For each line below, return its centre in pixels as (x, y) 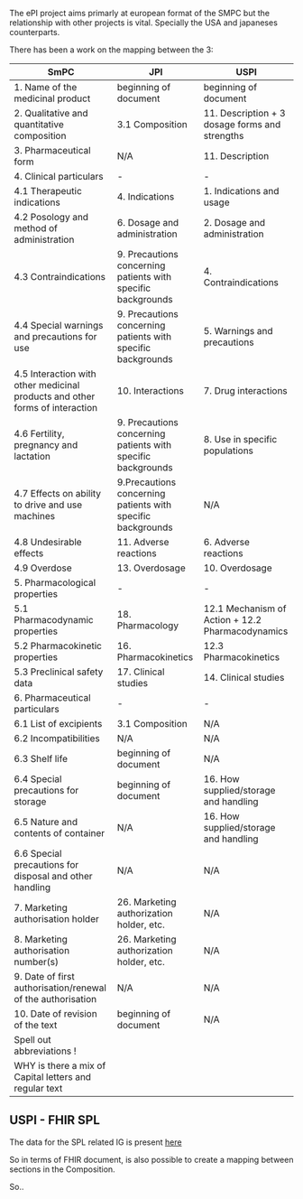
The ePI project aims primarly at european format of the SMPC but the (140, 13)
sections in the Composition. (62, 1169)
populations (229, 451)
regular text (38, 1088)
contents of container (60, 833)
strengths (224, 136)
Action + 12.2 (233, 620)
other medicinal (47, 385)
